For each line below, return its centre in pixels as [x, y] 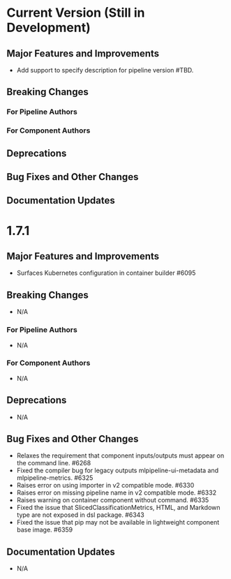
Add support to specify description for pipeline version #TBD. [105, 70]
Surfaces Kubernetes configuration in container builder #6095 [106, 273]
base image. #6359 [45, 530]
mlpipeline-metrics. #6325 [55, 478]
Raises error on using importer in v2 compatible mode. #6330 [105, 486]
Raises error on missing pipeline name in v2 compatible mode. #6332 [117, 492]
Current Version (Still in [76, 13]
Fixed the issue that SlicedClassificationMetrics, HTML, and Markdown [118, 508]
